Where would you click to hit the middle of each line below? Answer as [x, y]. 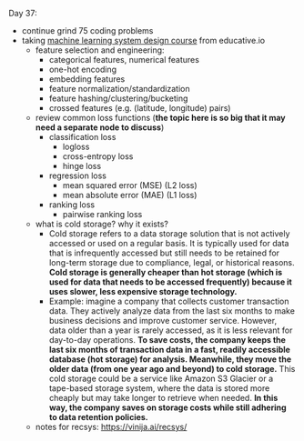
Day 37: [23, 13]
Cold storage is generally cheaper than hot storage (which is [166, 272]
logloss [76, 146]
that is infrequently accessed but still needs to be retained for [164, 253]
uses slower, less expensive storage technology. [143, 291]
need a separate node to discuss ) [100, 127]
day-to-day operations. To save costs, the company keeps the [167, 340]
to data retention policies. [99, 417]
